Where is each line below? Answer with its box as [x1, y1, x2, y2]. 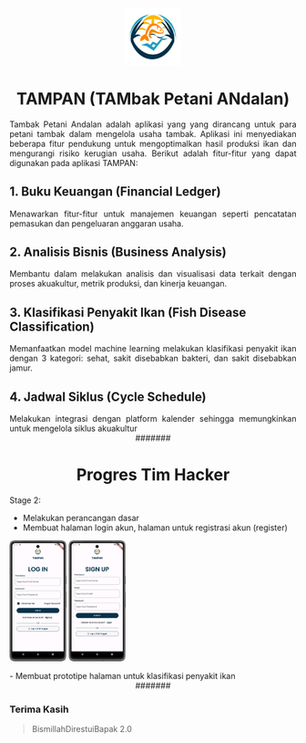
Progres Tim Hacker [76, 465, 230, 486]
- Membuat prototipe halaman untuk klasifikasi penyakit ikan [9, 670, 236, 681]
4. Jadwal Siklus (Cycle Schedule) [9, 389, 207, 404]
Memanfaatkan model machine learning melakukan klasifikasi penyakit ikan [9, 343, 297, 354]
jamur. [9, 362, 34, 373]
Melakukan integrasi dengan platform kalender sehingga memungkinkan [9, 413, 297, 424]
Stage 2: [9, 495, 41, 506]
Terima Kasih [9, 703, 69, 716]
